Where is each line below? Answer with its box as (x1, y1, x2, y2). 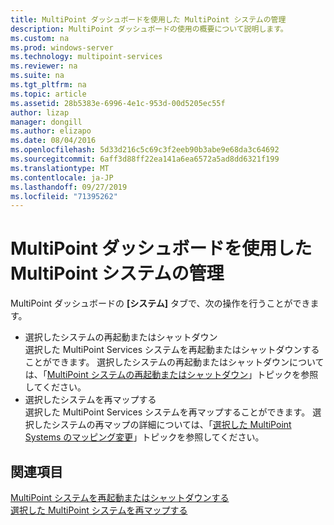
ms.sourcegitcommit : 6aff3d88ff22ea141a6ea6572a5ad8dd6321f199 (10, 154, 280, 164)
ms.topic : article (10, 89, 87, 99)
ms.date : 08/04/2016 (10, 136, 97, 146)
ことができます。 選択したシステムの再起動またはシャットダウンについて (24, 356, 325, 368)
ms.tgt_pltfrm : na (10, 80, 87, 90)
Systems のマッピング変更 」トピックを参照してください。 (24, 431, 265, 443)
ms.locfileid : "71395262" (10, 191, 118, 201)
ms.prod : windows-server (10, 42, 114, 53)
